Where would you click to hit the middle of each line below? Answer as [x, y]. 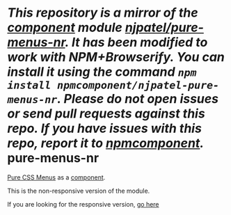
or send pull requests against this [106, 114]
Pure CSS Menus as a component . [56, 177]
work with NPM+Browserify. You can [116, 57]
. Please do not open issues [138, 99]
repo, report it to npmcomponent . [106, 143]
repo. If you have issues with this [104, 128]
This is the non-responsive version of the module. [79, 191]
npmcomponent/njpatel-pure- [138, 85]
